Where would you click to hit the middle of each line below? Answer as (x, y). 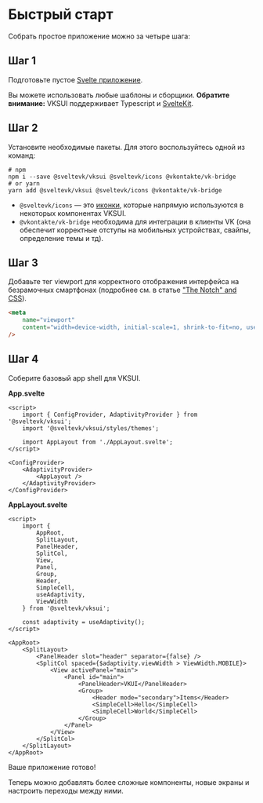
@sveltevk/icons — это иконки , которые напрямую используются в (131, 205)
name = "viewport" (49, 320)
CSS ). (18, 298)
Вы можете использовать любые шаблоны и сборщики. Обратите (119, 95)
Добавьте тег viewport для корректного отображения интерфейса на (124, 282)
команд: (22, 155)
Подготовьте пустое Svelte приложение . (76, 79)
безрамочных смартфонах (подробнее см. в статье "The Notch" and (122, 290)
